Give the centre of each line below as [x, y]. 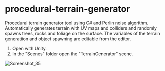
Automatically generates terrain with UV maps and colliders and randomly [81, 28]
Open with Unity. [30, 48]
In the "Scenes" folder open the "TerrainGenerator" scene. [73, 54]
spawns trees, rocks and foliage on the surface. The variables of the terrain [83, 33]
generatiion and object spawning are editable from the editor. [68, 39]
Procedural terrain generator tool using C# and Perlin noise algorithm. [77, 23]
